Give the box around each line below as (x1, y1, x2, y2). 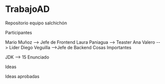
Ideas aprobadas (5, 73, 40, 79)
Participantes (5, 29, 32, 35)
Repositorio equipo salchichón (5, 20, 67, 26)
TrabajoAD (5, 3, 50, 15)
